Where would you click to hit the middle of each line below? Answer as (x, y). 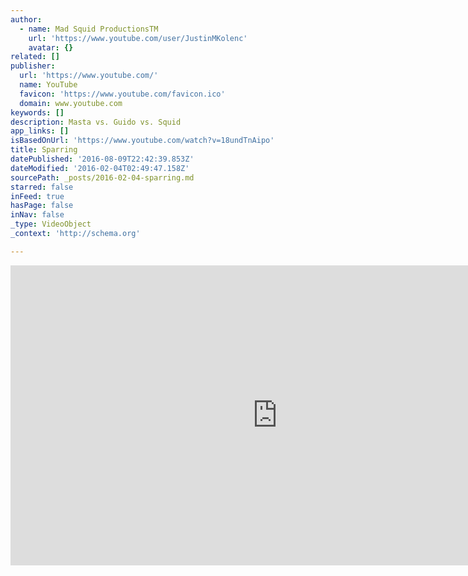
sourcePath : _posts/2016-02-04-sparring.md (102, 177)
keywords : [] (37, 112)
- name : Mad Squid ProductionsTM (89, 29)
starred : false (42, 187)
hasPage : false (42, 206)
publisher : (33, 66)
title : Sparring (44, 150)
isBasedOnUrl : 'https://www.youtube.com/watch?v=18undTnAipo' (142, 141)
